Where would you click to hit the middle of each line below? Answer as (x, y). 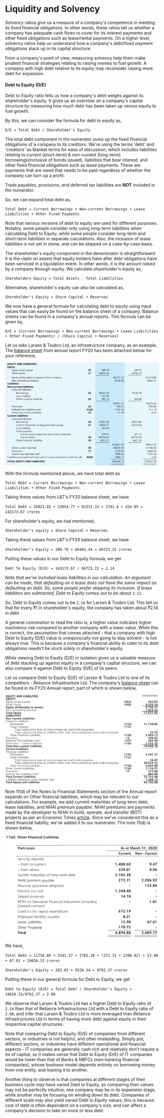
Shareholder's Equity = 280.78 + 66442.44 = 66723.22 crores (69, 549)
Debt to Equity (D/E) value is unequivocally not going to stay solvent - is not (81, 638)
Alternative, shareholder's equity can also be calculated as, (65, 288)
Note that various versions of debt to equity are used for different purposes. (81, 223)
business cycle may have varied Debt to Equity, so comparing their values (79, 1084)
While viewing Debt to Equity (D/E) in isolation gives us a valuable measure (80, 657)
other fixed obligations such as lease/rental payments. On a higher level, (78, 38)
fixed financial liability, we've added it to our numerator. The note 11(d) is (78, 823)
